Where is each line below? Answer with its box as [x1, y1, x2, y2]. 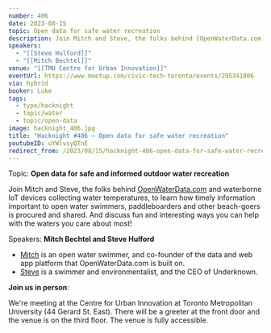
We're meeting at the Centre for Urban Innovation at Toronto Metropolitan [8, 298, 252, 308]
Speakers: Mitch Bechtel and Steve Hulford [8, 235, 155, 244]
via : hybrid [8, 79, 48, 87]
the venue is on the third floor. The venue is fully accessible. [8, 315, 209, 325]
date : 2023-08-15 [8, 19, 67, 27]
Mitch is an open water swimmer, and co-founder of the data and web [19, 250, 253, 260]
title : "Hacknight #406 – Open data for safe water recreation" [8, 131, 229, 139]
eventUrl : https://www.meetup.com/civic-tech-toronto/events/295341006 [8, 72, 254, 80]
